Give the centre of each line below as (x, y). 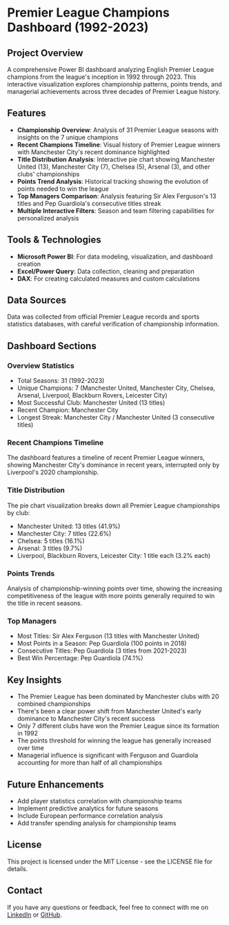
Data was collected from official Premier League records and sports (103, 317)
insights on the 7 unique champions (68, 137)
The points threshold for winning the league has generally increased (114, 740)
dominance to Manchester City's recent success (86, 719)
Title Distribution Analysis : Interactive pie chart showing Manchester (116, 159)
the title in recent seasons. (45, 604)
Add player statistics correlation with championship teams (100, 801)
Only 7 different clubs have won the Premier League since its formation (118, 726)
